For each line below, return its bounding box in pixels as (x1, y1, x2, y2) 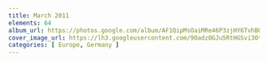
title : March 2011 (8, 11, 69, 20)
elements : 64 (8, 19, 52, 27)
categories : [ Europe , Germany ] (8, 41, 120, 49)
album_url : (8, 26, 45, 34)
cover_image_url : (8, 33, 66, 42)
